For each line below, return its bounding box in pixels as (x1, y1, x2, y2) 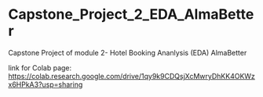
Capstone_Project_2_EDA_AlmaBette (8, 5, 254, 23)
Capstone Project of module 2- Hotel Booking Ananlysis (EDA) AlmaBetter (8, 48, 247, 57)
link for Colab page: (8, 63, 72, 72)
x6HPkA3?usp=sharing (8, 80, 83, 89)
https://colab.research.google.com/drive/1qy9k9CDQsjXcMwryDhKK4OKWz (8, 71, 255, 81)
